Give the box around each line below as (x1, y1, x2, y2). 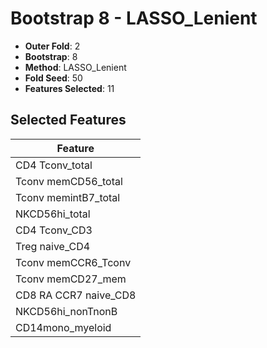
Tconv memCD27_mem (15, 272, 127, 286)
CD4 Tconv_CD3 (15, 223, 93, 237)
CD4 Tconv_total (15, 158, 93, 172)
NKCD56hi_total (15, 207, 91, 221)
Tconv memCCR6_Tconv (15, 255, 132, 269)
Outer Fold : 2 (24, 40, 81, 52)
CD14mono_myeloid (15, 320, 112, 334)
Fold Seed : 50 (24, 72, 83, 84)
